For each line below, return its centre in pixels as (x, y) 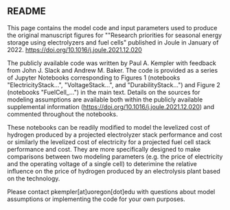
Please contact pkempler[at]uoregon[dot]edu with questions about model (111, 191)
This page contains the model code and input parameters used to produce (112, 27)
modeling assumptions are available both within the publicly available (105, 100)
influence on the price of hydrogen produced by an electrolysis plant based (114, 171)
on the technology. (34, 178)
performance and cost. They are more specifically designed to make (104, 149)
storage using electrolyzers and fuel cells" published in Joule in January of (113, 42)
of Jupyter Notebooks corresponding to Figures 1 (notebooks (94, 78)
